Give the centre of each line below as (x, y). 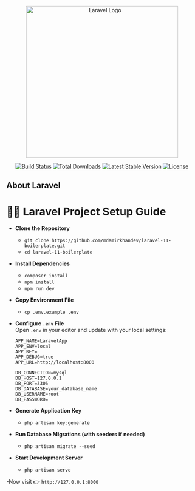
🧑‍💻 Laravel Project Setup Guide (86, 212)
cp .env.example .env (51, 313)
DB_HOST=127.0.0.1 (38, 378)
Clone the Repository (42, 228)
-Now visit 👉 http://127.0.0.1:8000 (53, 482)
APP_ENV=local (33, 347)
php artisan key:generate (57, 423)
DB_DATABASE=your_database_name (56, 389)
